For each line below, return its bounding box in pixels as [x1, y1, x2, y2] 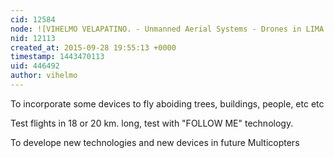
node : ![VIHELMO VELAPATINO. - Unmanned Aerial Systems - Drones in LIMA [10, 24, 325, 34]
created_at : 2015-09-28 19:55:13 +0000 [10, 42, 177, 53]
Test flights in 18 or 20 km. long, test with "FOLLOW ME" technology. [10, 117, 294, 129]
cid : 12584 [10, 14, 56, 25]
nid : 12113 [10, 33, 56, 43]
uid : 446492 [10, 61, 60, 71]
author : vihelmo [10, 71, 78, 81]
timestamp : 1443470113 [10, 52, 105, 62]
